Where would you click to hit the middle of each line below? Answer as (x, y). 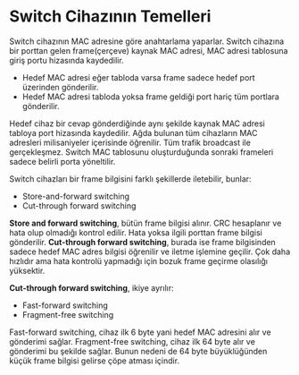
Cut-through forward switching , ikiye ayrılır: (91, 287)
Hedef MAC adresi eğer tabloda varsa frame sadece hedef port (139, 77)
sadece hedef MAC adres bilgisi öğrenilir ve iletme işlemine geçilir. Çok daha (150, 251)
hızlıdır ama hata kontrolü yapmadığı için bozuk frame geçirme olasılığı (138, 260)
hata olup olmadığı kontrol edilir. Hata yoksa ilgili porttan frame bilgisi (136, 232)
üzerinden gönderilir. (60, 87)
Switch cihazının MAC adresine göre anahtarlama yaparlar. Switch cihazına (147, 41)
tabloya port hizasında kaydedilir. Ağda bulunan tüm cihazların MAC (133, 132)
